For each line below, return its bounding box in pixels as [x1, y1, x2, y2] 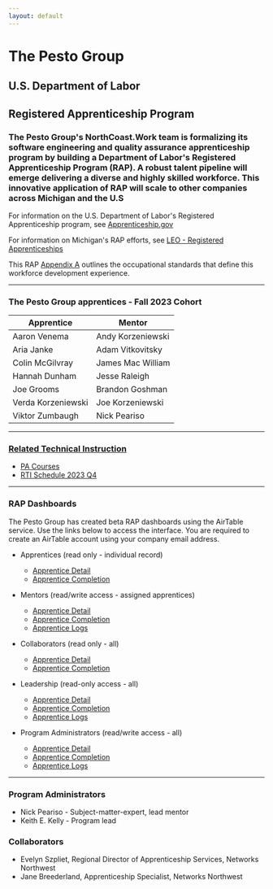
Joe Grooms [12, 384, 59, 395]
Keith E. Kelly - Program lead [19, 816, 116, 826]
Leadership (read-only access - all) [19, 678, 139, 688]
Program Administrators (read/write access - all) [19, 727, 183, 737]
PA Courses [19, 461, 60, 472]
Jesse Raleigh [96, 371, 150, 382]
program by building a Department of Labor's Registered [8, 151, 236, 163]
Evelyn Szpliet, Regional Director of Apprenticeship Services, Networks [19, 855, 259, 865]
